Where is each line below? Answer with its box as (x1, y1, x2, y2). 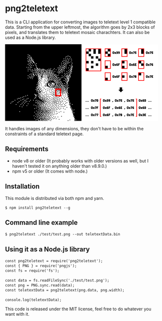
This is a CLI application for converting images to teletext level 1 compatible (5, 19, 156, 25)
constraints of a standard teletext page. (5, 131, 84, 137)
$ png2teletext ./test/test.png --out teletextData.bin (5, 232, 120, 237)
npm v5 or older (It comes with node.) (12, 168, 88, 174)
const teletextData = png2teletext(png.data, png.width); (5, 288, 125, 293)
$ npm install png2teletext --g (5, 205, 70, 210)
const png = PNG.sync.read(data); (5, 283, 75, 288)
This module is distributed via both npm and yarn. (5, 195, 104, 201)
